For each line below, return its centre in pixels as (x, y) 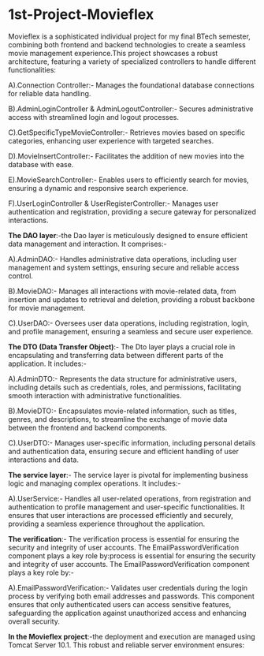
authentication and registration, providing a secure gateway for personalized (132, 211)
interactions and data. (43, 460)
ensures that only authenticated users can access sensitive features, (120, 604)
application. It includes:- (47, 363)
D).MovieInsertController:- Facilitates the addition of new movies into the (126, 156)
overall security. (34, 621)
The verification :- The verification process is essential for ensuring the (124, 539)
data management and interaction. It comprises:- (87, 244)
